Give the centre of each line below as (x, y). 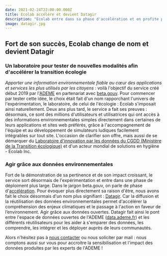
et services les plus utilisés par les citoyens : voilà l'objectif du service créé (82, 88)
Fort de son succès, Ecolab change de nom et (77, 43)
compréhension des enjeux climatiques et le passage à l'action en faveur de (83, 207)
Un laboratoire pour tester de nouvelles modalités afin (72, 66)
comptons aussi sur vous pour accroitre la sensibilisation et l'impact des (79, 243)
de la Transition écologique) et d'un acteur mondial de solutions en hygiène (82, 146)
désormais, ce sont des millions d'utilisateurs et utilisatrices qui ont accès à (83, 114)
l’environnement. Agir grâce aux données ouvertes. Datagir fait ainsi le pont (83, 212)
